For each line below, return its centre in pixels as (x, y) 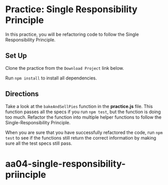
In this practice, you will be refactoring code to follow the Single (72, 34)
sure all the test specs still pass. (39, 143)
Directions (22, 94)
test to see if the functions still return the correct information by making (81, 138)
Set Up (16, 56)
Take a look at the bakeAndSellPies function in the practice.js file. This (79, 106)
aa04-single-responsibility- (65, 164)
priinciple (26, 175)
